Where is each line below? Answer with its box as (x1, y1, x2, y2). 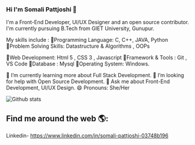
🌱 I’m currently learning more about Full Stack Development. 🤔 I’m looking (6, 72, 184, 79)
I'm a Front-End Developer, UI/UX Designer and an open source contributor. (6, 19, 189, 26)
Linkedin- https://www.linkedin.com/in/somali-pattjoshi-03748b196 (6, 132, 169, 139)
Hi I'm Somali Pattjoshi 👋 (6, 5, 78, 14)
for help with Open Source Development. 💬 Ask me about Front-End (6, 78, 170, 85)
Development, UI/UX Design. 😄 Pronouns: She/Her (6, 84, 130, 91)
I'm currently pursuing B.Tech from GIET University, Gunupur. (6, 25, 154, 32)
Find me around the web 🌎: (6, 113, 109, 123)
